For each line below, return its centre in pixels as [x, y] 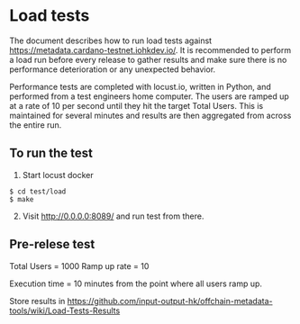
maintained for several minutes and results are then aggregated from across [150, 115]
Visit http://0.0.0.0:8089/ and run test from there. [113, 216]
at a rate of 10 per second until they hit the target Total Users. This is [136, 105]
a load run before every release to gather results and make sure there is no [148, 59]
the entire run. [36, 125]
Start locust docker [58, 175]
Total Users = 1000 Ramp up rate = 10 [79, 265]
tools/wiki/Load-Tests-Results [65, 310]
